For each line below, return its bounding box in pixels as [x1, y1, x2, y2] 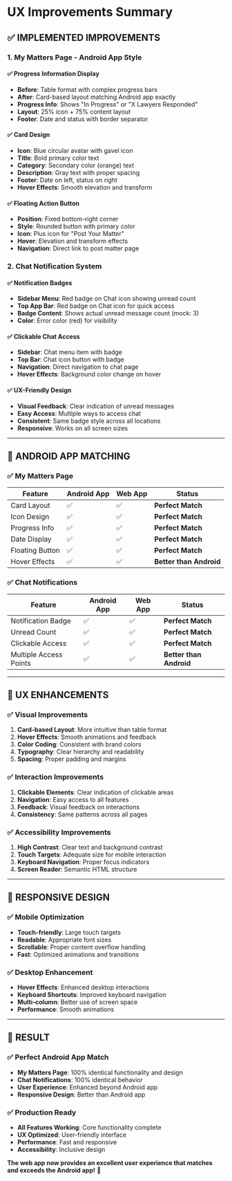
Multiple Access [10, 650, 63, 659]
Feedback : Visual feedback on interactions [17, 803, 140, 811]
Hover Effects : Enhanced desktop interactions [17, 983, 150, 991]
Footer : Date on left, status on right [17, 176, 117, 184]
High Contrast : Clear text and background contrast [17, 843, 164, 851]
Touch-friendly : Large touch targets [17, 928, 122, 936]
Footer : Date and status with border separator [17, 115, 148, 123]
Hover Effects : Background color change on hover [17, 370, 162, 378]
